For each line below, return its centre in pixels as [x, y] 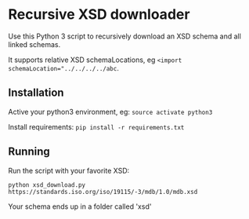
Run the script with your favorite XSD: [69, 170]
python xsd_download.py [47, 185]
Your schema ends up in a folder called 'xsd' [80, 206]
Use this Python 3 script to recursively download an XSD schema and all [125, 36]
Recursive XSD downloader [99, 15]
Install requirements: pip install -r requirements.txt [96, 126]
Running [29, 152]
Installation [36, 93]
